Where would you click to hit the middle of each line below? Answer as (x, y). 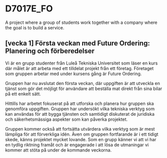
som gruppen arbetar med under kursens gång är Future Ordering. (74, 74)
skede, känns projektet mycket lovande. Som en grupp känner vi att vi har (81, 139)
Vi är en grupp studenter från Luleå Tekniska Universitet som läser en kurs (82, 63)
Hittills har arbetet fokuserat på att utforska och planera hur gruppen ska (80, 103)
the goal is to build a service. (35, 27)
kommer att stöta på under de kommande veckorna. (59, 150)
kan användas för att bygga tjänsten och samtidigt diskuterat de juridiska (80, 114)
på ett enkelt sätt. (23, 94)
